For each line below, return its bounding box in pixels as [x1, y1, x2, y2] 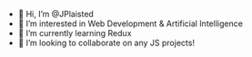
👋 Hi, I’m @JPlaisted [17, 9, 94, 19]
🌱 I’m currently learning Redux [17, 28, 132, 38]
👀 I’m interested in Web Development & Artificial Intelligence [17, 18, 244, 29]
